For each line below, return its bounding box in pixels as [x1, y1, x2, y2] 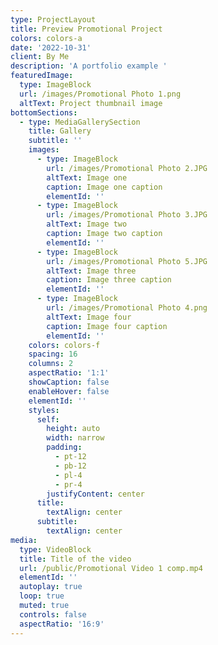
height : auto [46, 424, 101, 434]
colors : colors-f [28, 340, 101, 350]
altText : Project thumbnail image [19, 98, 163, 108]
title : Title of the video [19, 554, 132, 564]
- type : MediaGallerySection [19, 117, 141, 127]
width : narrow [46, 433, 105, 443]
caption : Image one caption [46, 182, 163, 192]
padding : [46, 442, 83, 453]
